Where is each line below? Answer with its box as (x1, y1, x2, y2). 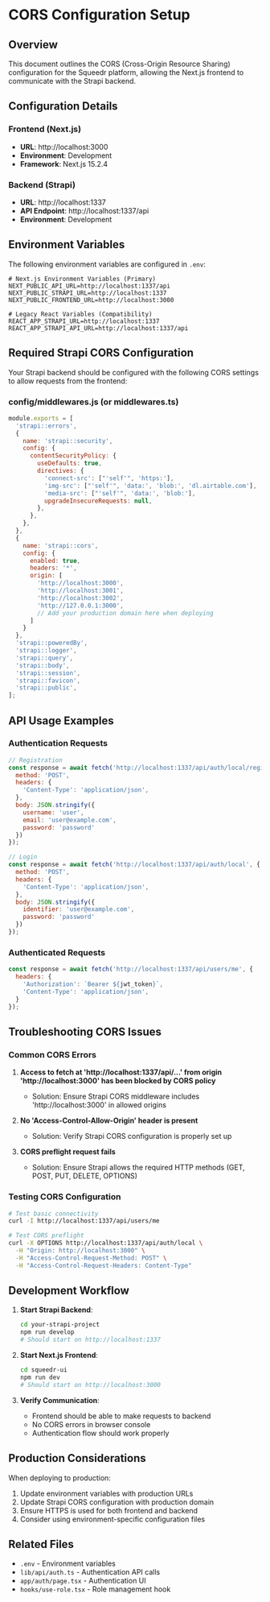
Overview (8, 38, 59, 52)
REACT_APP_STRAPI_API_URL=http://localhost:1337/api (8, 324, 189, 332)
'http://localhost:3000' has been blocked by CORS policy (19, 1076, 216, 1086)
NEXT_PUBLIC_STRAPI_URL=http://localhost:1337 (8, 288, 167, 297)
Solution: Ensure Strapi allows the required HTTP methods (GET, (31, 1162, 245, 1173)
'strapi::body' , (15, 661, 70, 669)
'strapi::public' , (15, 684, 78, 692)
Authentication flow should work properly (31, 1428, 170, 1438)
